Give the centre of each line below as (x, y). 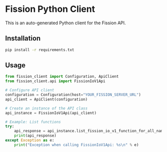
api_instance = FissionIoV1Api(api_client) (51, 113)
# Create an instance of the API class (46, 108)
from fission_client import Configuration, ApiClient (62, 77)
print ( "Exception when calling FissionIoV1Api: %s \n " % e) (77, 145)
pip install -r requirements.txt (40, 50)
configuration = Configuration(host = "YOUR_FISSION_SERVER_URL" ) (73, 95)
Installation (23, 38)
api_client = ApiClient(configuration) (46, 99)
